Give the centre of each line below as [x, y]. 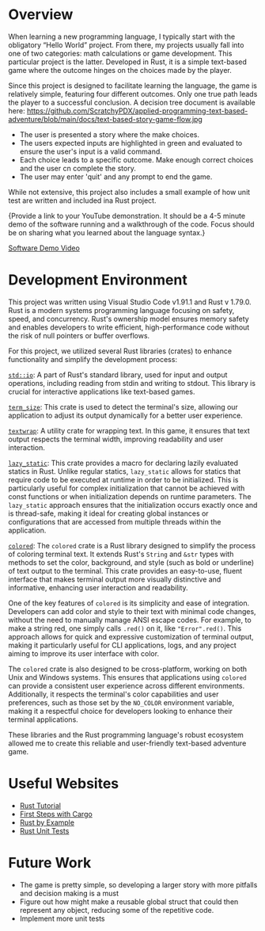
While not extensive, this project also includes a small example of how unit [129, 192]
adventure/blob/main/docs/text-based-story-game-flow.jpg [106, 119]
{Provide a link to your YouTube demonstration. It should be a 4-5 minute [127, 216]
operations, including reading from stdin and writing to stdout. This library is [132, 383]
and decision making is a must [69, 893]
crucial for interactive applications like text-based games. [102, 391]
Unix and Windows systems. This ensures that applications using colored [127, 677]
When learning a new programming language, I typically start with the [122, 36]
